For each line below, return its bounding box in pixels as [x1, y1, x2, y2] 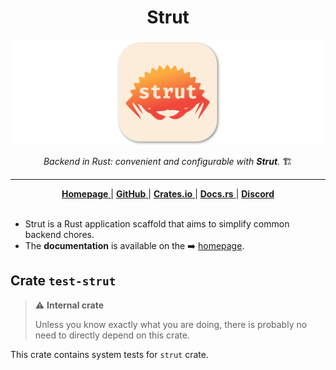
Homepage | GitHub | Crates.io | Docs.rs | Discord [61, 187, 275, 200]
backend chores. [24, 228, 95, 240]
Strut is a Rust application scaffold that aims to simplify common [24, 217, 290, 230]
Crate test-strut [10, 272, 117, 290]
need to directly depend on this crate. [34, 329, 190, 341]
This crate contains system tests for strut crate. [10, 348, 209, 360]
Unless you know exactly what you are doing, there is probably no [34, 318, 308, 330]
